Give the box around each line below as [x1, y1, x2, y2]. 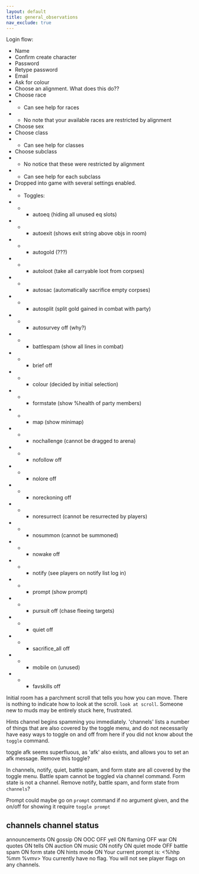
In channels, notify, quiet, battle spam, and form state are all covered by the [6, 766, 191, 773]
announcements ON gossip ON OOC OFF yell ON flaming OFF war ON [6, 836, 177, 843]
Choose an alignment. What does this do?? [14, 85, 120, 92]
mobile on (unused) [32, 664, 81, 671]
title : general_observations [6, 14, 78, 20]
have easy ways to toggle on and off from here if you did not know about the [6, 731, 193, 738]
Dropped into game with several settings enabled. [14, 179, 136, 187]
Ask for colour [14, 79, 50, 86]
